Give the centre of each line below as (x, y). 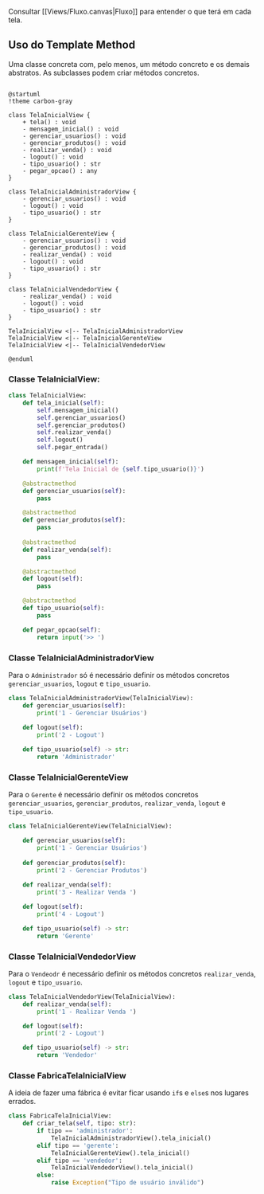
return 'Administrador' (76, 757)
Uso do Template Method (72, 45)
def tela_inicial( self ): (64, 403)
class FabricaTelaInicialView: (60, 1116)
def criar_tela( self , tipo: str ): (80, 1124)
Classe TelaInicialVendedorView (72, 957)
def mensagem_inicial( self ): (71, 462)
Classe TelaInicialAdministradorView (81, 658)
